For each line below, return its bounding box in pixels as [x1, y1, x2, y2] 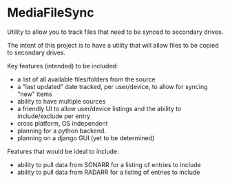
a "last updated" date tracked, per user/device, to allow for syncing [17, 82, 208, 90]
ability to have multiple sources [17, 97, 106, 105]
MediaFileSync [7, 5, 94, 21]
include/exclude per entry [17, 112, 91, 120]
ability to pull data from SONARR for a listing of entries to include [17, 160, 201, 168]
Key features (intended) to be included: [7, 61, 118, 70]
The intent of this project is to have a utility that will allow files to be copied [7, 41, 219, 49]
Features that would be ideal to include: [7, 147, 119, 155]
